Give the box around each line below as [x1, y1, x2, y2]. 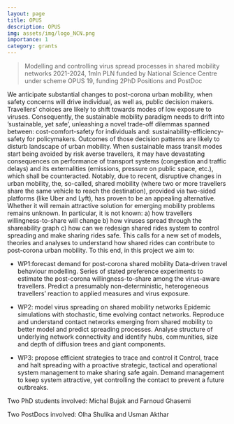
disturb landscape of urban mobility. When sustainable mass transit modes [7, 142, 223, 150]
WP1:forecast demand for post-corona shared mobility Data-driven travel [17, 260, 228, 268]
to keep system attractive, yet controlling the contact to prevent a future [17, 376, 225, 384]
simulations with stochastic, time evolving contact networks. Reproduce [17, 310, 225, 319]
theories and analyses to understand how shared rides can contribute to [7, 239, 215, 247]
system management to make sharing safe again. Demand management [17, 368, 225, 377]
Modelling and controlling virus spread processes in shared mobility [24, 62, 220, 70]
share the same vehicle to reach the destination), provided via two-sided [7, 187, 217, 195]
